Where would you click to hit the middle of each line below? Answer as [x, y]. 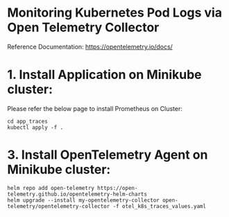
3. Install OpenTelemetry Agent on [108, 155]
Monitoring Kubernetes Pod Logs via [114, 13]
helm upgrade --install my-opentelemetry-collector [83, 200]
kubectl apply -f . [35, 127]
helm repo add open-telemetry [51, 188]
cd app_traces [28, 121]
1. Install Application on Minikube [105, 75]
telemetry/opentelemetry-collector [59, 206]
